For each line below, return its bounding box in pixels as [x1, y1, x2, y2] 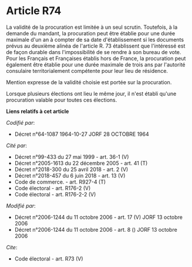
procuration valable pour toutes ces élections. [6, 96, 117, 104]
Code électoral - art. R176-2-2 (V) [14, 191, 96, 198]
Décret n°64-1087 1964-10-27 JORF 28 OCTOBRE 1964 [14, 131, 149, 138]
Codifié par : [6, 119, 35, 126]
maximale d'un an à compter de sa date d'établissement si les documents [6, 36, 184, 43]
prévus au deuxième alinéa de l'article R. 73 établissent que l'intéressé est [6, 42, 186, 49]
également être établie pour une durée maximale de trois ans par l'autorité [6, 61, 186, 68]
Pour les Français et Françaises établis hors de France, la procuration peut [6, 55, 186, 62]
